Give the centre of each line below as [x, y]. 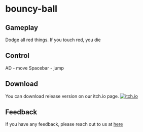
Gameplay [22, 28]
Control [17, 56]
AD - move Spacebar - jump [35, 68]
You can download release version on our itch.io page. [62, 96]
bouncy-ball [31, 9]
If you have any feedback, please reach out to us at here [64, 124]
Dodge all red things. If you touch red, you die [53, 40]
